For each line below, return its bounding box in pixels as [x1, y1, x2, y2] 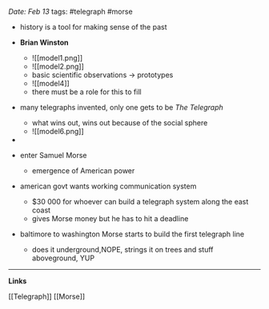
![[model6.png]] [31, 127, 84, 136]
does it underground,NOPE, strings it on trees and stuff [31, 245, 214, 254]
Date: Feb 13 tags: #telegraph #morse [8, 7, 134, 16]
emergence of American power [31, 166, 135, 175]
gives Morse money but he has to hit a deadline [31, 214, 189, 223]
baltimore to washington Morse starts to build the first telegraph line [19, 229, 245, 239]
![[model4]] [31, 79, 70, 88]
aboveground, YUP [31, 253, 94, 263]
